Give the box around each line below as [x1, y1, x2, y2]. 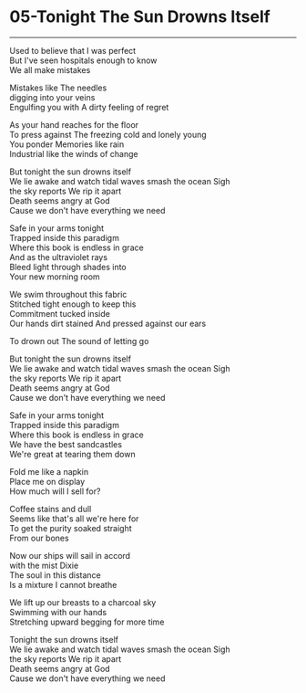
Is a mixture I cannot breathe [9, 579, 117, 590]
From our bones [9, 532, 70, 543]
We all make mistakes [9, 64, 91, 75]
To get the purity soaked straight [9, 522, 132, 533]
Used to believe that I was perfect [9, 45, 137, 56]
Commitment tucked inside [9, 308, 111, 319]
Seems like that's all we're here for [9, 513, 139, 524]
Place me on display [9, 476, 86, 487]
